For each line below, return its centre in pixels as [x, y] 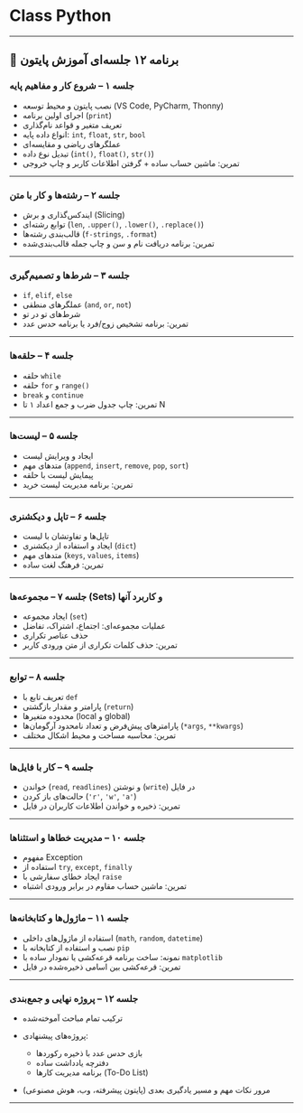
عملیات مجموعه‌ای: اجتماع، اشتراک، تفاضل [94, 626]
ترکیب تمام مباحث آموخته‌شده [73, 1018]
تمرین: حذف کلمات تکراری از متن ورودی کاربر [100, 645]
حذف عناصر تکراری [55, 636]
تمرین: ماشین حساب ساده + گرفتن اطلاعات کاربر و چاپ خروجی [131, 163]
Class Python [60, 16]
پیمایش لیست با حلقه [58, 474]
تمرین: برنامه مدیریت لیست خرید [78, 484]
